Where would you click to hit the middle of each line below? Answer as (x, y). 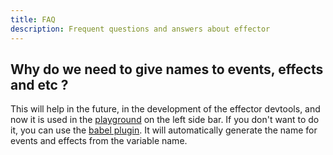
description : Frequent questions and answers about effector (140, 29)
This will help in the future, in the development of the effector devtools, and (165, 109)
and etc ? (39, 84)
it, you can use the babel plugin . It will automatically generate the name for (164, 130)
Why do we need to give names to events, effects (167, 69)
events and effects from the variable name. (99, 141)
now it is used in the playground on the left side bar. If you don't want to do (165, 120)
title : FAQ (33, 19)
